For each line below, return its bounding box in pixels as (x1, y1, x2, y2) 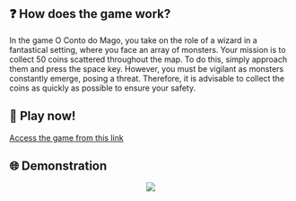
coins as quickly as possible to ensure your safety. (9, 83, 196, 93)
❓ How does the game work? (9, 6, 171, 22)
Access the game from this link (9, 132, 124, 143)
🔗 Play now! (9, 109, 76, 124)
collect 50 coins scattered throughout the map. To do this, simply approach (9, 54, 288, 65)
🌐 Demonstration (9, 159, 108, 174)
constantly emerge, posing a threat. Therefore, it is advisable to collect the (9, 73, 285, 83)
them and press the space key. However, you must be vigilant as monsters (9, 63, 284, 74)
